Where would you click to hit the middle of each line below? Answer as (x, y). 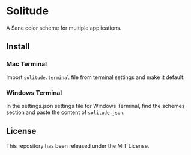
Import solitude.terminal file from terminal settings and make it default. (95, 77)
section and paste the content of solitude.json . (65, 112)
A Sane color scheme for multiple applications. (64, 28)
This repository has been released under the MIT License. (78, 145)
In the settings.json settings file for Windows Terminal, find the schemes (95, 106)
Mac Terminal (26, 64)
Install (18, 47)
